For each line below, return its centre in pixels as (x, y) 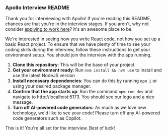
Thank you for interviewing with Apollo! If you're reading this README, (78, 19)
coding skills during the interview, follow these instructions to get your (78, 50)
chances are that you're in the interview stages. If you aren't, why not (77, 24)
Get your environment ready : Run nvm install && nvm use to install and (87, 70)
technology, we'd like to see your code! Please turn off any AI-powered (86, 113)
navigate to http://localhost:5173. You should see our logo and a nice (83, 97)
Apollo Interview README (37, 8)
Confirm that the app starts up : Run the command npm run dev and (82, 92)
